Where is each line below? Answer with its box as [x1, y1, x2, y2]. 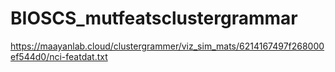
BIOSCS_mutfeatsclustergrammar [10, 7, 298, 30]
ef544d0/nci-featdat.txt [10, 50, 108, 62]
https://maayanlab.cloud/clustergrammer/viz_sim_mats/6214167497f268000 [10, 40, 325, 52]
